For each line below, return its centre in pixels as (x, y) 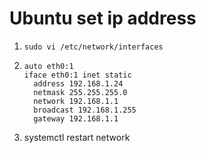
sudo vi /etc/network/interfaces (93, 47)
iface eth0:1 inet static (77, 75)
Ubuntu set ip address (103, 18)
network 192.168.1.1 (76, 101)
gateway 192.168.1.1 (76, 118)
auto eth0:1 (48, 66)
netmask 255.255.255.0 (80, 92)
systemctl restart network (77, 137)
